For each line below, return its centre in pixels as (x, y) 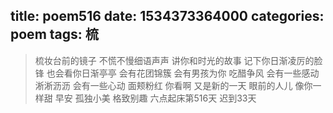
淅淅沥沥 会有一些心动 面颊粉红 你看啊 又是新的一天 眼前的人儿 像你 (173, 85)
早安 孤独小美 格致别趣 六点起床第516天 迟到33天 (155, 98)
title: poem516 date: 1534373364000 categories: (167, 16)
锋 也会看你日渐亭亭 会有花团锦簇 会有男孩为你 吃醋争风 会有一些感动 (177, 73)
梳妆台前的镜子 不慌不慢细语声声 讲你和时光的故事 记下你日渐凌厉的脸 (178, 60)
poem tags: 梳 (54, 34)
